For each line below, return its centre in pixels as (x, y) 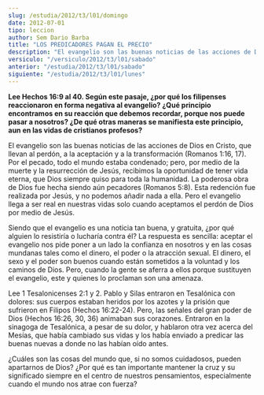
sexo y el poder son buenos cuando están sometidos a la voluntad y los (124, 261)
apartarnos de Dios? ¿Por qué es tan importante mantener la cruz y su (122, 367)
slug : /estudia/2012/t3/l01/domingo (68, 15)
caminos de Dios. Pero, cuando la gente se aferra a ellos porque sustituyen (130, 270)
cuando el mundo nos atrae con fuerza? (73, 384)
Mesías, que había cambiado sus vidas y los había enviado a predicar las (126, 335)
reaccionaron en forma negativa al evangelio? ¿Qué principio (110, 105)
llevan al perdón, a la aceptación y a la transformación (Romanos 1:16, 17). (127, 154)
